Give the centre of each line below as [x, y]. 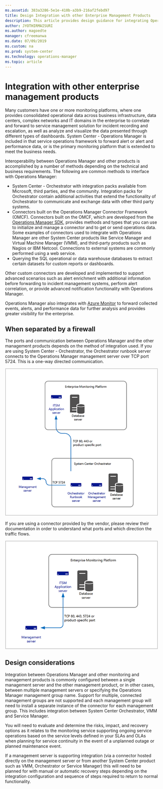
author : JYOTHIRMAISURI [29, 26]
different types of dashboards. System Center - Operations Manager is [76, 136]
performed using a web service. [44, 253]
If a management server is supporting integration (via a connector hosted [78, 755]
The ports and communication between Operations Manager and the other [80, 341]
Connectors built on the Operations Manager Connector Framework [80, 212]
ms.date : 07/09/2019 [26, 41]
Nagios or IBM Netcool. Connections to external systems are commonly [83, 248]
